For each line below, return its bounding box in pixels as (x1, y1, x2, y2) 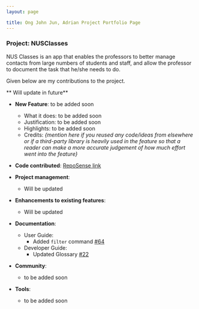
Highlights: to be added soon (23, 125, 96, 132)
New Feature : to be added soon (14, 100, 94, 108)
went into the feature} (23, 150, 78, 157)
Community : (14, 262, 47, 269)
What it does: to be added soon (23, 112, 102, 119)
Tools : (14, 285, 31, 292)
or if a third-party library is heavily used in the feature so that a (23, 137, 181, 144)
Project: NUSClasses (6, 40, 68, 48)
